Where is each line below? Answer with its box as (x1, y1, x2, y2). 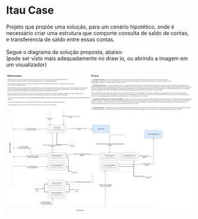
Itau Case (6, 4, 55, 17)
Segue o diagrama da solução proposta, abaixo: (6, 48, 123, 55)
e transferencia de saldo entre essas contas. (6, 36, 115, 43)
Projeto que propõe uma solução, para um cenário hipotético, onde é (6, 23, 175, 30)
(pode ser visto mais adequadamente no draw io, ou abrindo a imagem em (6, 55, 188, 62)
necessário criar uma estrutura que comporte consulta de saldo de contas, (6, 29, 189, 36)
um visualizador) (6, 61, 47, 68)
